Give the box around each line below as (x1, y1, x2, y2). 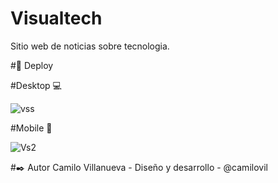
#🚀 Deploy (10, 59, 54, 71)
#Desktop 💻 (10, 79, 62, 91)
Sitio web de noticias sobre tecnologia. (10, 40, 170, 52)
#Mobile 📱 (10, 122, 53, 134)
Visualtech (10, 7, 103, 30)
